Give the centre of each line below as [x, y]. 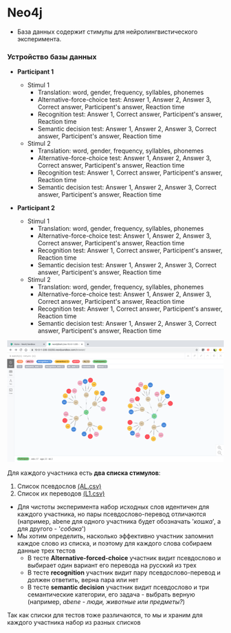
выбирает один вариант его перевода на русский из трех [112, 566]
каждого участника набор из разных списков [74, 623]
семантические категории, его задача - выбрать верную [111, 595]
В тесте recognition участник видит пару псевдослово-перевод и [124, 573]
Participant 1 [35, 72]
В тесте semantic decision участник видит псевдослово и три [118, 587]
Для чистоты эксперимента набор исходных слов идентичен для [113, 507]
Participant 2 [36, 208]
